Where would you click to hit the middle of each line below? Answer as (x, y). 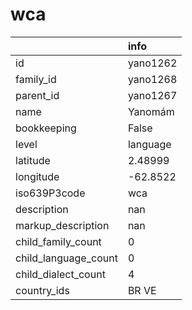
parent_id (37, 95)
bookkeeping (46, 128)
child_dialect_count (60, 274)
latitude (33, 160)
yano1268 (152, 79)
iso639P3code (50, 193)
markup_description (62, 225)
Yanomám (151, 111)
